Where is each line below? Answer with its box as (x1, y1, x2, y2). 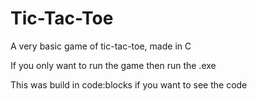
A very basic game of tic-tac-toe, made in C (10, 40, 192, 52)
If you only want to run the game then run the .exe (10, 59, 217, 71)
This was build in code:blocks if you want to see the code (10, 78, 248, 91)
